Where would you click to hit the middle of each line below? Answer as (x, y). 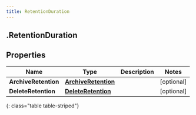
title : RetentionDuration (38, 11)
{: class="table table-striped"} (43, 106)
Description (137, 72)
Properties (26, 55)
